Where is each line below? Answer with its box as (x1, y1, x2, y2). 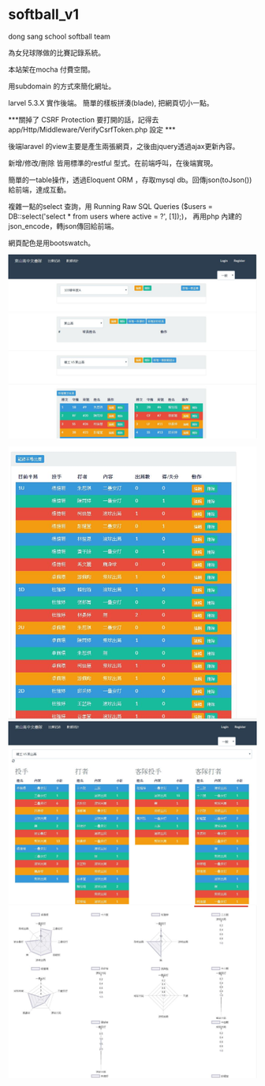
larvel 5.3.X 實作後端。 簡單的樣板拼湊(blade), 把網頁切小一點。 (8, 98, 214, 107)
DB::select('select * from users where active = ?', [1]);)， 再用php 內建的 (8, 211, 242, 221)
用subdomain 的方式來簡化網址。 (8, 81, 116, 91)
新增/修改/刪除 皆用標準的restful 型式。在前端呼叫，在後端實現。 (8, 158, 218, 167)
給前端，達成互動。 (8, 185, 71, 194)
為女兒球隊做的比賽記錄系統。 (8, 47, 105, 57)
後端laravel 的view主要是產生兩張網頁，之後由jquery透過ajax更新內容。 (8, 141, 240, 151)
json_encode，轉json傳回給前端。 (8, 221, 118, 230)
